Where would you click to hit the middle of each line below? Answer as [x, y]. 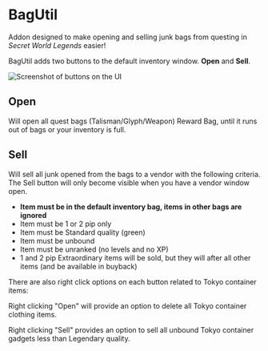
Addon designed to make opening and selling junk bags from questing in [128, 37]
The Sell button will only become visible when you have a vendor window [129, 183]
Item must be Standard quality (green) [82, 232]
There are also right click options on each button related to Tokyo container [133, 281]
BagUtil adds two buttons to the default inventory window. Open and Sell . [129, 61]
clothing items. [33, 314]
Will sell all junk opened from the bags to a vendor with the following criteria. [134, 174]
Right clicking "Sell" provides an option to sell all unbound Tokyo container [131, 329]
